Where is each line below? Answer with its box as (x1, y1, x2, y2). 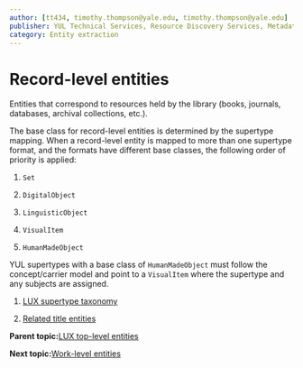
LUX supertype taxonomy (22, 296, 118, 307)
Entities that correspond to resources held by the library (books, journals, (9, 98, 281, 109)
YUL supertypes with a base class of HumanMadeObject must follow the (9, 259, 268, 271)
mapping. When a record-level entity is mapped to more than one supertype (9, 135, 293, 146)
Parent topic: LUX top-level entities (9, 331, 139, 342)
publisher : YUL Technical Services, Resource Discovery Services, (9, 22, 264, 31)
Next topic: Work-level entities (9, 348, 122, 359)
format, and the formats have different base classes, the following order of (9, 145, 286, 156)
